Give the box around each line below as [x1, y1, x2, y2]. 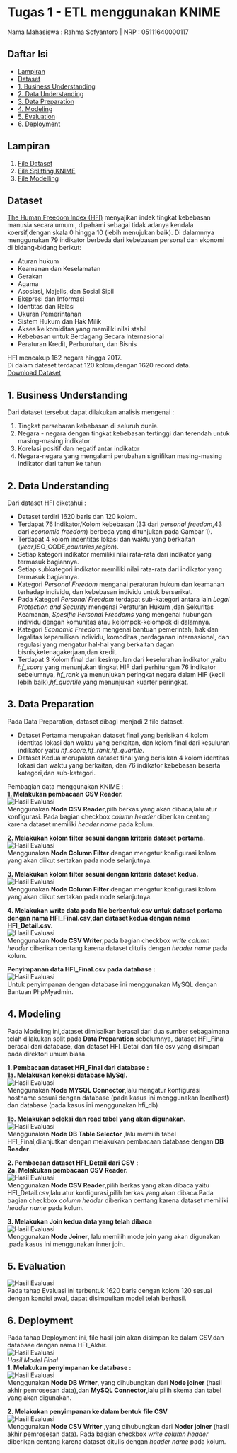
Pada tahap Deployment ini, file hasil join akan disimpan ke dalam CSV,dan [7, 1333, 224, 1342]
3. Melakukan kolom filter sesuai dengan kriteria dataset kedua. [7, 870, 199, 878]
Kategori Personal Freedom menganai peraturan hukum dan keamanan [17, 580, 224, 588]
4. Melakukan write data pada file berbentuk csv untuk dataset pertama [7, 906, 223, 914]
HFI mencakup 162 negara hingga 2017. [7, 353, 122, 362]
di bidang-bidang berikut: [7, 244, 81, 252]
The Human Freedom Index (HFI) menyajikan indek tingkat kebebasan [7, 213, 211, 222]
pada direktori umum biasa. [7, 1049, 87, 1058]
